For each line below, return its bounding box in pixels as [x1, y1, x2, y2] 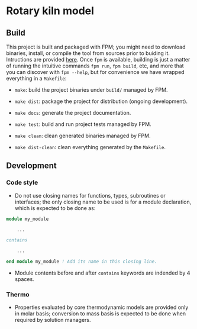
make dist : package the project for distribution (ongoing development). [14, 98, 188, 105]
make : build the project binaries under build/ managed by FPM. [14, 86, 168, 93]
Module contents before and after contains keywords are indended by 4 [14, 269, 190, 276]
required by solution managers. [14, 317, 91, 324]
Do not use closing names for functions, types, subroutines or [14, 192, 166, 199]
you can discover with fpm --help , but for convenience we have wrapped [6, 69, 185, 75]
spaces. [14, 276, 34, 283]
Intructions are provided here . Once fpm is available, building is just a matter [6, 56, 190, 63]
